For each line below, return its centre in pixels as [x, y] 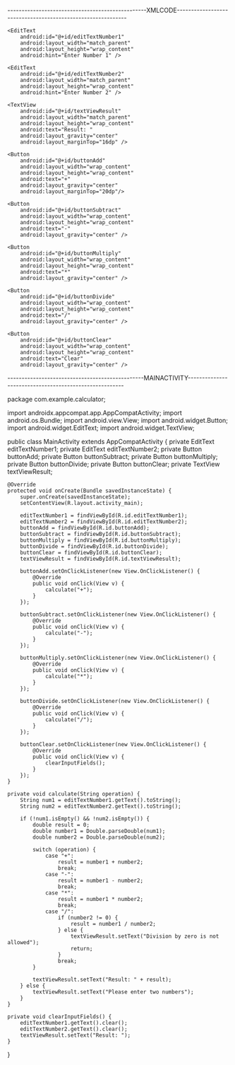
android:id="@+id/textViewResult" [71, 111]
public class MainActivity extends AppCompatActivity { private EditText [111, 442]
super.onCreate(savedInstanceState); [76, 497]
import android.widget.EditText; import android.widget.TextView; [101, 428]
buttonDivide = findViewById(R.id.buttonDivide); [95, 547]
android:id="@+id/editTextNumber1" [72, 37]
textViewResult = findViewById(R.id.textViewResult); [101, 559]
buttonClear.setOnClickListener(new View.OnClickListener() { [113, 745]
